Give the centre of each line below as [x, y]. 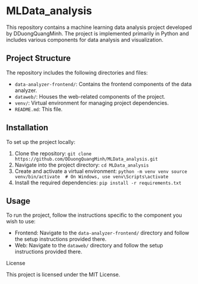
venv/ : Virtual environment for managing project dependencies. [92, 103]
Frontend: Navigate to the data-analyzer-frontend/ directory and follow [102, 233]
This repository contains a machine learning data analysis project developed [99, 27]
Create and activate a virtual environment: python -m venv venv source [101, 171]
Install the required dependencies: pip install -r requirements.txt [98, 182]
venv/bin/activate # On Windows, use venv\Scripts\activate [92, 177]
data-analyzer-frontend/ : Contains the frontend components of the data [103, 84]
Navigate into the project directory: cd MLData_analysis [82, 165]
